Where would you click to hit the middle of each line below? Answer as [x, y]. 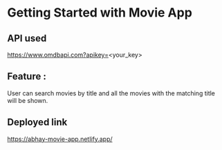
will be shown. [28, 100]
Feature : [27, 76]
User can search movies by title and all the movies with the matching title [111, 93]
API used [27, 38]
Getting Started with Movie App [100, 13]
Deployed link [37, 122]
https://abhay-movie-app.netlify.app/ [60, 139]
